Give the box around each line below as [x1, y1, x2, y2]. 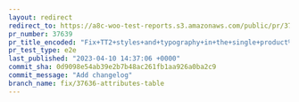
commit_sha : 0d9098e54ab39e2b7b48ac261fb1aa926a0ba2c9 [8, 63, 217, 72]
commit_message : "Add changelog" [8, 71, 133, 80]
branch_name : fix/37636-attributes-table [8, 79, 165, 88]
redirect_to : [8, 21, 57, 30]
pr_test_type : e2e [8, 46, 77, 55]
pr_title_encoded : [8, 37, 77, 47]
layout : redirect [8, 12, 73, 22]
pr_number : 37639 [8, 29, 73, 38]
